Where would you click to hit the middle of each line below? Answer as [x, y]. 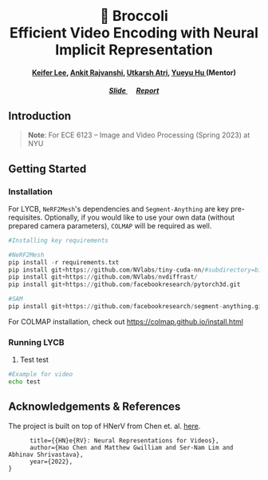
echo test [25, 382]
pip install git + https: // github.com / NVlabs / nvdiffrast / [103, 277]
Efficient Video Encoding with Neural [134, 33]
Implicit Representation [134, 50]
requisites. [26, 217]
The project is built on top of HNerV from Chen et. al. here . [104, 426]
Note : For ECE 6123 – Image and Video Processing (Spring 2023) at [139, 135]
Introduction [40, 115]
